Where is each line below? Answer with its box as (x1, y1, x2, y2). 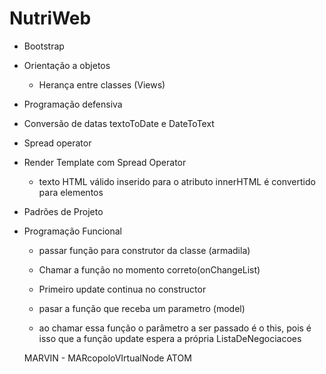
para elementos (38, 186, 104, 198)
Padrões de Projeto (23, 205, 104, 217)
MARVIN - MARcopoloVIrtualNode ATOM (23, 352, 192, 364)
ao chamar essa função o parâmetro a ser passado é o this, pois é (38, 322, 312, 334)
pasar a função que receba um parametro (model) (38, 302, 246, 314)
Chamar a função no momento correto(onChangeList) (38, 263, 261, 276)
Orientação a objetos (23, 59, 111, 71)
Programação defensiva (23, 98, 123, 110)
